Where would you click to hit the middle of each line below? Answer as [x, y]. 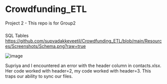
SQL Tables [17, 35]
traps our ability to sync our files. [39, 76]
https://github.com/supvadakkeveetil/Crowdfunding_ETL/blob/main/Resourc [83, 40]
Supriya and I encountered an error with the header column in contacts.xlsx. [83, 65]
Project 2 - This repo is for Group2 [40, 23]
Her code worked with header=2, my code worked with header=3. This [78, 70]
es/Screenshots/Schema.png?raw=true [46, 46]
